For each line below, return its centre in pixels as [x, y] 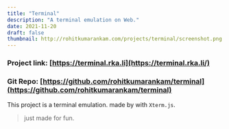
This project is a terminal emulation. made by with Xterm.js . [92, 105]
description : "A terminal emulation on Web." [73, 20]
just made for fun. [49, 118]
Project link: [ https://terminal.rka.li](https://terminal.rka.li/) [109, 63]
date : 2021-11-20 [32, 26]
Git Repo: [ [25, 81]
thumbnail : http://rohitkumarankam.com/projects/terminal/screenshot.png [115, 39]
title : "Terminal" [33, 13]
